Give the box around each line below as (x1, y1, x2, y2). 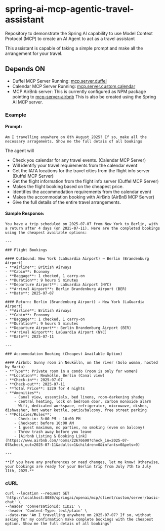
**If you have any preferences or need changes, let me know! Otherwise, (5, 460, 161, 465)
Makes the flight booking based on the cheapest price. (12, 183, 124, 189)
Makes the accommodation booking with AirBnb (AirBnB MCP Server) (12, 194, 155, 200)
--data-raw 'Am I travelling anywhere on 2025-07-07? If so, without (5, 513, 152, 518)
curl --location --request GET (5, 491, 70, 496)
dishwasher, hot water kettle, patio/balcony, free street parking (5, 408, 147, 413)
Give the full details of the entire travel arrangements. (12, 199, 121, 205)
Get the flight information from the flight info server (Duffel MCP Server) (12, 178, 159, 184)
